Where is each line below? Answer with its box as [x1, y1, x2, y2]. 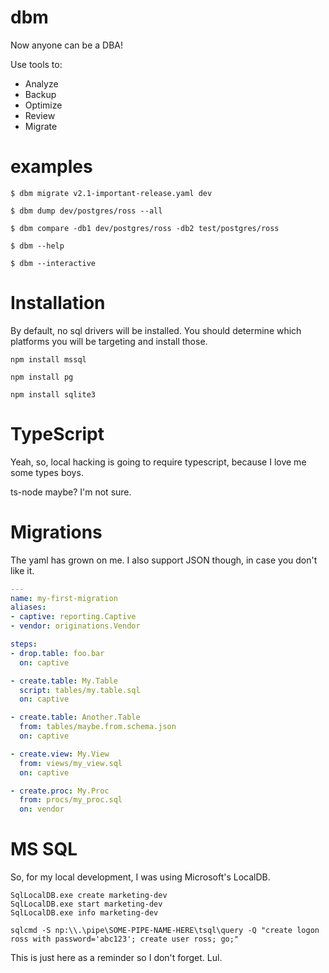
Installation [10, 292, 106, 315]
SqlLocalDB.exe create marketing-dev [10, 891, 168, 901]
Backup [24, 88, 57, 100]
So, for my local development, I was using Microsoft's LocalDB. [10, 871, 271, 883]
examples [10, 156, 93, 178]
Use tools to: [10, 58, 63, 70]
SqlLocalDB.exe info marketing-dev [10, 908, 159, 918]
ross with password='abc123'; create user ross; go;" [10, 934, 240, 945]
